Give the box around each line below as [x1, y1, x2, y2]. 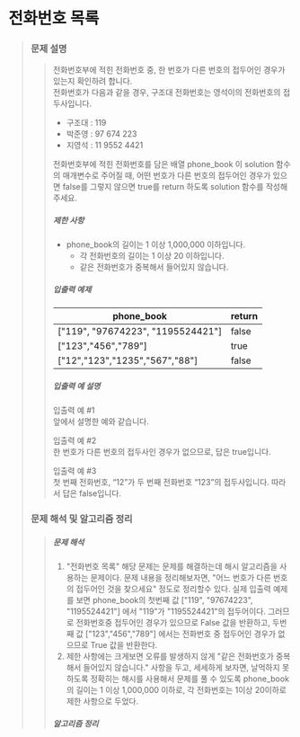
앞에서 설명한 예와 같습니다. [52, 416, 149, 427]
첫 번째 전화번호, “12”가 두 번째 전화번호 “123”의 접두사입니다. [52, 477, 270, 488]
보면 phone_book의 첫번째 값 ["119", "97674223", [75, 595, 253, 606]
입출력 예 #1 [52, 405, 95, 416]
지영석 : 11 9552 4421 [66, 140, 144, 151]
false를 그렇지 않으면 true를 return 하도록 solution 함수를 [62, 182, 264, 192]
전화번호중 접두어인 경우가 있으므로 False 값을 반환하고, [75, 617, 270, 628]
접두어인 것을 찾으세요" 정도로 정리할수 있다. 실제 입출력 [75, 583, 271, 594]
